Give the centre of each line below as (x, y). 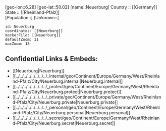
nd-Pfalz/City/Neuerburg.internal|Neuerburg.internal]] (67, 81)
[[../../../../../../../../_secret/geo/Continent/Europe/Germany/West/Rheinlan (86, 118)
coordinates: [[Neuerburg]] (34, 31)
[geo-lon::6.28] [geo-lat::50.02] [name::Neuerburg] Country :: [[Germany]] (81, 7)
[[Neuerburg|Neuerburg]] (38, 70)
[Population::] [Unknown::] (32, 17)
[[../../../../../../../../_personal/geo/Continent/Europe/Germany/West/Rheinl (86, 107)
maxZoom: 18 (17, 44)
